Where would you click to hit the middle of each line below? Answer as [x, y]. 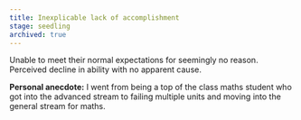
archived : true [38, 34]
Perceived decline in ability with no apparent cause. [105, 69]
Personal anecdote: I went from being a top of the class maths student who [150, 88]
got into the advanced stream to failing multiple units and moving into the [146, 97]
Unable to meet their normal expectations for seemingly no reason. [134, 60]
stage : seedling [40, 26]
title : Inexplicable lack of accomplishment [94, 18]
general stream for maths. [57, 106]
